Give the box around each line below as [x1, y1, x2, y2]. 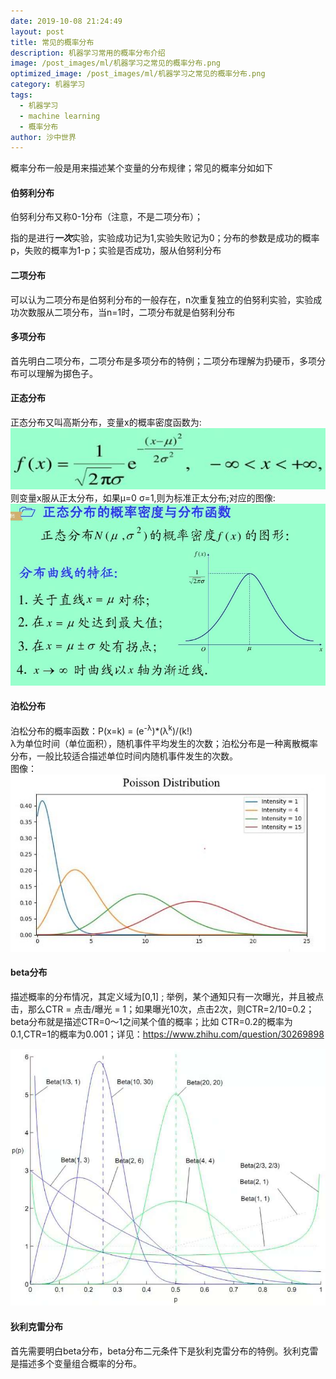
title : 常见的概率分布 [10, 37, 95, 47]
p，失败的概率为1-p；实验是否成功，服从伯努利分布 [10, 245, 222, 257]
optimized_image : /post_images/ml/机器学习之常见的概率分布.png [10, 69, 266, 79]
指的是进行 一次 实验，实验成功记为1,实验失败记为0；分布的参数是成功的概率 [10, 232, 320, 244]
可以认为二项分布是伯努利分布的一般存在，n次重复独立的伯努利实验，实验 [10, 293, 314, 305]
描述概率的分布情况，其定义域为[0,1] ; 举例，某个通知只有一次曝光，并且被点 [10, 990, 325, 1002]
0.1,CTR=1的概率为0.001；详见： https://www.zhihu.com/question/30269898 [10, 1028, 325, 1040]
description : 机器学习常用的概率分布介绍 [10, 48, 166, 58]
